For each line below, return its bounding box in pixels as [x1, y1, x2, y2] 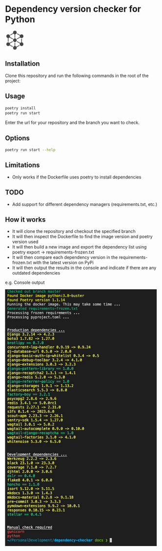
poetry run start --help [5, 148, 56, 152]
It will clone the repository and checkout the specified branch [12, 228, 136, 234]
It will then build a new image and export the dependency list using [12, 244, 147, 250]
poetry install [5, 105, 36, 111]
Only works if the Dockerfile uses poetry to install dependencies [12, 174, 142, 180]
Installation [5, 60, 40, 68]
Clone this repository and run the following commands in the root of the [5, 73, 149, 78]
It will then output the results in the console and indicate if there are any [12, 265, 157, 271]
